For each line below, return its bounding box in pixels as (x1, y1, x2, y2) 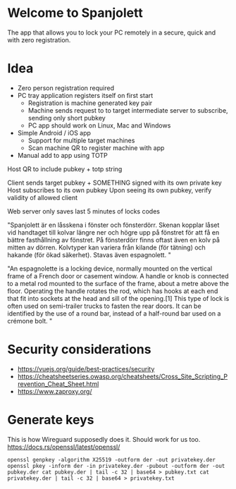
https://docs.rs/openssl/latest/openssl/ (7, 442, 120, 451)
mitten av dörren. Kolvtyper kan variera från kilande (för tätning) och (7, 243, 206, 252)
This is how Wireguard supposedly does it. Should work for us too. (7, 435, 201, 443)
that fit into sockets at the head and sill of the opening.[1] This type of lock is (7, 294, 230, 302)
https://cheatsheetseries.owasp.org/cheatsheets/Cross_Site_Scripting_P (17, 372, 228, 380)
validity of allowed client (7, 193, 78, 202)
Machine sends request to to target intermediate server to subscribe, (27, 106, 228, 114)
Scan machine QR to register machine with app (27, 143, 165, 152)
